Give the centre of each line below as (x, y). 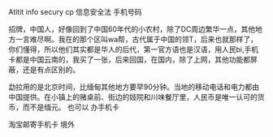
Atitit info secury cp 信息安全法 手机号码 (75, 12)
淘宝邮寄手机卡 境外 (41, 124)
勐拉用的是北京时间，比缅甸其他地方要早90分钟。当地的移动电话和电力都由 (134, 87)
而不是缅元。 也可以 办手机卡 (71, 107)
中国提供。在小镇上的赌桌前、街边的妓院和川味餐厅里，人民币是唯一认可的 (133, 97)
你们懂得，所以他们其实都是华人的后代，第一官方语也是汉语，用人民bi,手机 (133, 49)
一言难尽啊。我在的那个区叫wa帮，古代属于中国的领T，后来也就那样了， (136, 39)
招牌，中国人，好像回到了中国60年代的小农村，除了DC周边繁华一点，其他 (132, 29)
